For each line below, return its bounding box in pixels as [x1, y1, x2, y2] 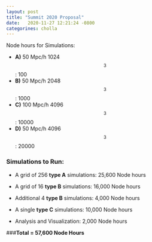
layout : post [6, 8, 39, 15]
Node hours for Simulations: [6, 42, 75, 49]
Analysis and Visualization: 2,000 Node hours [14, 218, 127, 225]
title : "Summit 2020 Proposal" [6, 14, 84, 20]
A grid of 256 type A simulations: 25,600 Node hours [14, 171, 147, 178]
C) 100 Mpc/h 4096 [14, 101, 64, 108]
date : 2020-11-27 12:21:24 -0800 [6, 20, 95, 26]
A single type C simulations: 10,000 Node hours [14, 206, 133, 213]
